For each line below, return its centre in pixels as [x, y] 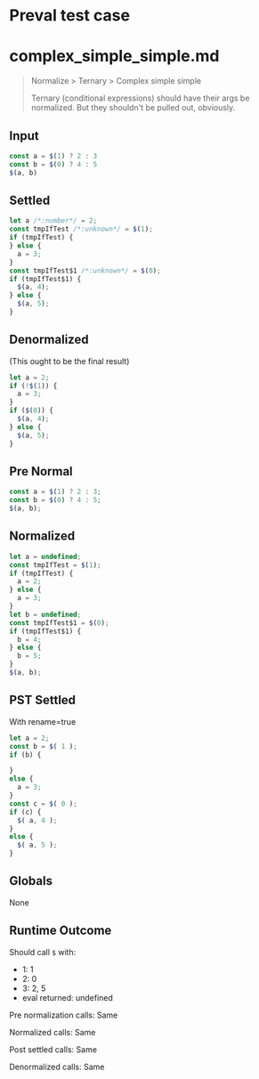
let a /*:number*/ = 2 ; [53, 221]
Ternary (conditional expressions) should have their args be [140, 98]
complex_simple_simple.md [114, 57]
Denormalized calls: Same [57, 1067]
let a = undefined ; [45, 556]
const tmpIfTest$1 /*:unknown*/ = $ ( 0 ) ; [85, 271]
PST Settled [43, 700]
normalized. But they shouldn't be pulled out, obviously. [133, 108]
